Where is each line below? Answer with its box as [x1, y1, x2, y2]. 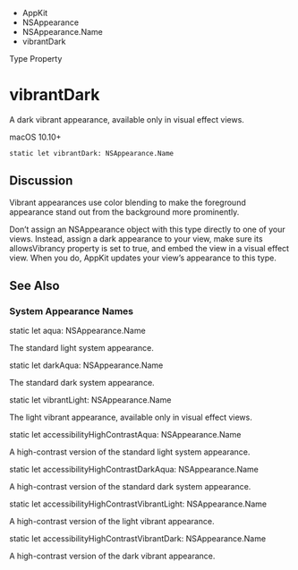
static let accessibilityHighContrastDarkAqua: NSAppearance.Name [9, 464, 260, 475]
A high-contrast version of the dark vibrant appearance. [9, 550, 216, 562]
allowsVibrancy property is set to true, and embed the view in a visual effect [9, 242, 289, 253]
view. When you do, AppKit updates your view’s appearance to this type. [9, 252, 277, 263]
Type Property [9, 54, 63, 64]
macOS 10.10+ [9, 132, 62, 142]
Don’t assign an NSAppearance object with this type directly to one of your [9, 224, 286, 234]
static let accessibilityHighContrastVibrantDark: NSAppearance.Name [9, 533, 267, 544]
